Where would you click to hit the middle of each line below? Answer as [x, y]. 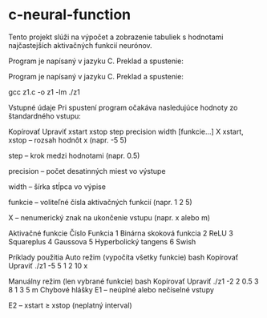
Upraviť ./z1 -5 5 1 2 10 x [48, 265]
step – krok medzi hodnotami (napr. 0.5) [74, 155]
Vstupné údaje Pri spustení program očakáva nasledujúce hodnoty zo [123, 107]
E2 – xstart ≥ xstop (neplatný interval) [70, 305]
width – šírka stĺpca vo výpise [57, 187]
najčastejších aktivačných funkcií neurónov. [80, 45]
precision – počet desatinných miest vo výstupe [87, 171]
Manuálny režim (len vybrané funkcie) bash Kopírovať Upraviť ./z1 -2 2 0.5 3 [133, 281]
